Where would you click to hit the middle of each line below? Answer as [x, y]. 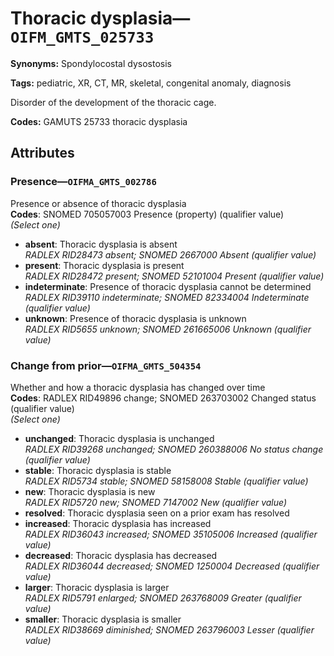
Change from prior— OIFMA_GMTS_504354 [106, 365]
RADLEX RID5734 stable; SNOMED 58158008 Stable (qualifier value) [166, 481]
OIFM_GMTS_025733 [82, 37]
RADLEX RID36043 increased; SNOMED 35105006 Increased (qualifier [171, 534]
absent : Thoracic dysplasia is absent [101, 244]
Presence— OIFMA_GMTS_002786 [83, 182]
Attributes [42, 153]
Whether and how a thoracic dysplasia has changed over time [138, 387]
